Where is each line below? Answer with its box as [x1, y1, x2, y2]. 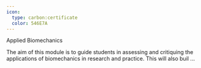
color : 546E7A [12, 20, 48, 26]
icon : [6, 8, 20, 15]
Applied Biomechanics [6, 37, 63, 44]
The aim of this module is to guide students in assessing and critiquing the [6, 49, 194, 56]
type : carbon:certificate [12, 15, 78, 21]
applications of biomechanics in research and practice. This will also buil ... [6, 55, 196, 63]
